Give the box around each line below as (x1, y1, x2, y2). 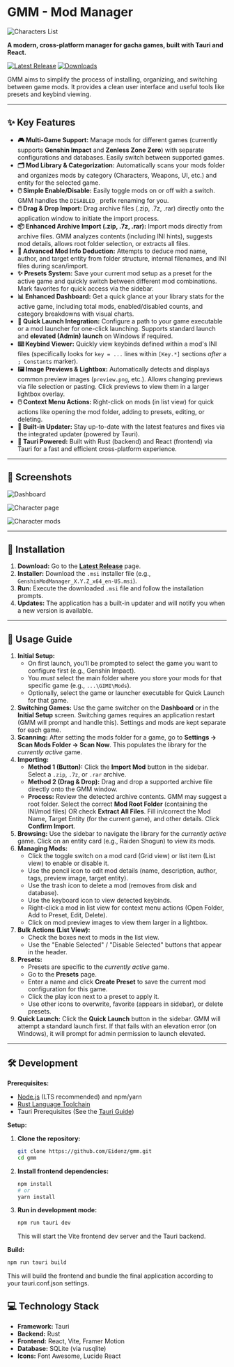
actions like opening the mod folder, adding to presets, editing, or (17, 407, 205, 415)
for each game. (17, 726, 61, 734)
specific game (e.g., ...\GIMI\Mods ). (27, 681, 132, 690)
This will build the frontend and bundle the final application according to (7, 1271, 214, 1280)
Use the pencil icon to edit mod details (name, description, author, (27, 866, 217, 875)
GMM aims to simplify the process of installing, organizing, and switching (7, 75, 217, 84)
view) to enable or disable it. (27, 859, 109, 868)
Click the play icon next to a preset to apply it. (27, 993, 159, 1001)
